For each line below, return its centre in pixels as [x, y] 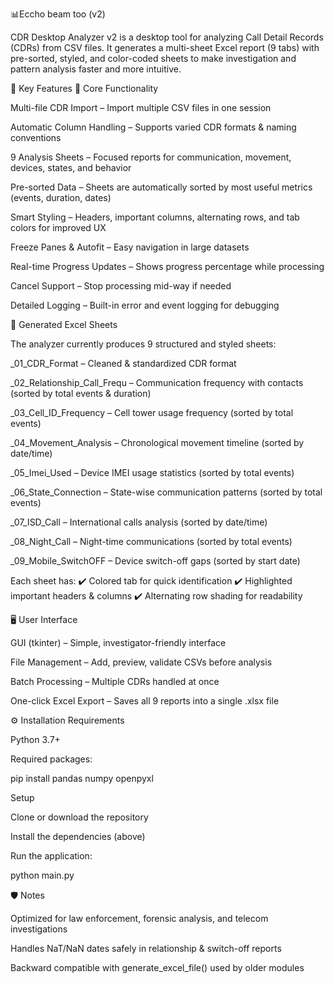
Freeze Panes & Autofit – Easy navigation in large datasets [130, 247]
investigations [39, 929]
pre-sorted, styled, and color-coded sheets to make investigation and [153, 58]
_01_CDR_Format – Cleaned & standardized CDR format [123, 363]
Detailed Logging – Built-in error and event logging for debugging [145, 305]
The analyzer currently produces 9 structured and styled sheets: [143, 344]
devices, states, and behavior [71, 167]
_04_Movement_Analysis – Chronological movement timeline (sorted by [157, 442]
